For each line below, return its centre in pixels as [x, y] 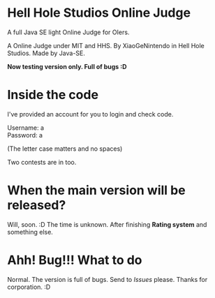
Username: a [25, 128]
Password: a [25, 135]
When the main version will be [97, 191]
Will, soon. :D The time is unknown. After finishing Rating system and [107, 224]
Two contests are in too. [42, 162]
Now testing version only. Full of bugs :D [67, 66]
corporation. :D [29, 287]
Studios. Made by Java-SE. [46, 53]
